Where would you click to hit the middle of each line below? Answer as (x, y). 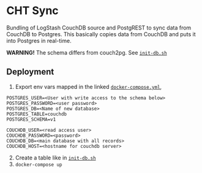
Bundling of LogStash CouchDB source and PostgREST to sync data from (99, 28)
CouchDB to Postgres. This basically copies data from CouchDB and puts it (101, 34)
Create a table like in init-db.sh (55, 158)
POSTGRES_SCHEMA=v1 (31, 119)
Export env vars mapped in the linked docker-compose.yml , (88, 87)
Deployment (30, 72)
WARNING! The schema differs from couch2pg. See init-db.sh (87, 52)
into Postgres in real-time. (39, 40)
